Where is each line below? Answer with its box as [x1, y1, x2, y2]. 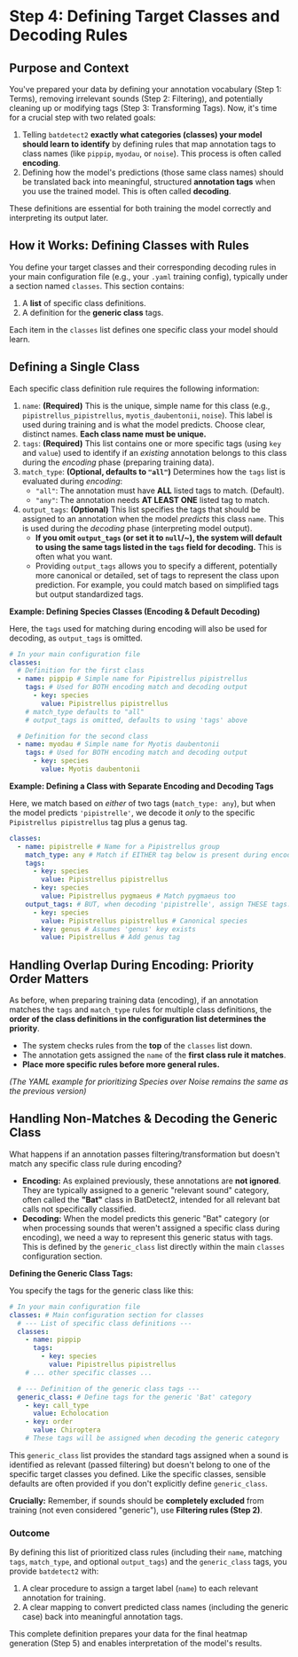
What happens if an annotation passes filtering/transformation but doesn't [9, 1149, 280, 1159]
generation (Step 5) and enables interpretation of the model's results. [9, 1638, 263, 1649]
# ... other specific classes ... [25, 1368, 153, 1377]
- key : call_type [25, 1401, 90, 1410]
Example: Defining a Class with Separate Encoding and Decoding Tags [9, 781, 274, 791]
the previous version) [9, 1086, 87, 1096]
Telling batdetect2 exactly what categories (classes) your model [21, 130, 263, 139]
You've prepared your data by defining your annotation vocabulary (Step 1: [9, 84, 282, 94]
